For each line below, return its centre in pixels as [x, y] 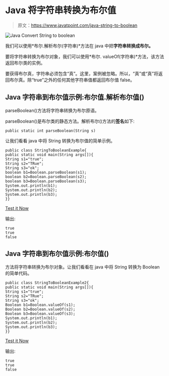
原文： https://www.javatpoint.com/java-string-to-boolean [77, 25]
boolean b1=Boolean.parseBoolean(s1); [46, 172]
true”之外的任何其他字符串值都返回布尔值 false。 [84, 80]
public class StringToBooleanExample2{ [47, 283]
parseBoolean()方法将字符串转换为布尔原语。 [52, 110]
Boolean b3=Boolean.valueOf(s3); [40, 313]
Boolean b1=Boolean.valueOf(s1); [40, 305]
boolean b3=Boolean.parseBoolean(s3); [46, 181]
